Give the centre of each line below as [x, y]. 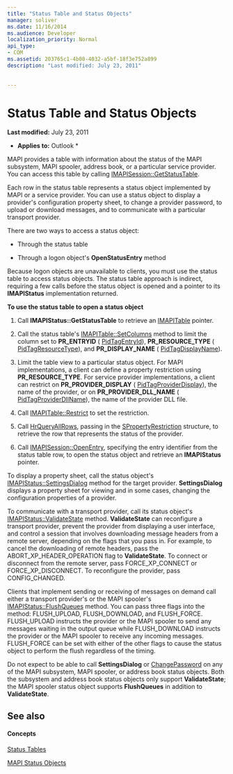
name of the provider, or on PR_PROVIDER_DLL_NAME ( [98, 392]
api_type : [22, 46]
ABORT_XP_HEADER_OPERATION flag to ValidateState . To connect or [107, 556]
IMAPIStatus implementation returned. [63, 294]
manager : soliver [32, 20]
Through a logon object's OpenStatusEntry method [91, 258]
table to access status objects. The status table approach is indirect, [105, 279]
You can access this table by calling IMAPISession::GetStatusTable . [103, 174]
